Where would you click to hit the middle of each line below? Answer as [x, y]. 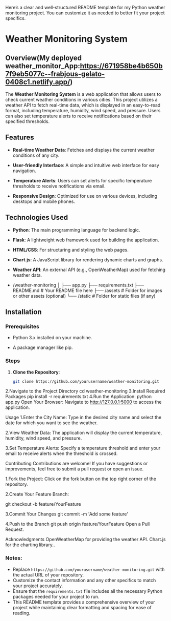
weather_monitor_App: [43, 66]
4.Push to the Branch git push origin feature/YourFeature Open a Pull [78, 524]
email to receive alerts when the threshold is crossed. [62, 453]
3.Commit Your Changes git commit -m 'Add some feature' [67, 514]
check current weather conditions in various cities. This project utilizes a [81, 100]
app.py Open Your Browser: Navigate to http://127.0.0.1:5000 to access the [83, 402]
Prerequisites [22, 326]
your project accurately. [38, 586]
